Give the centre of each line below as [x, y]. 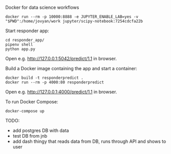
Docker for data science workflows [42, 7]
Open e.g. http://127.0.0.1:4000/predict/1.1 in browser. [61, 92]
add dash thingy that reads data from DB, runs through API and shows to [89, 141]
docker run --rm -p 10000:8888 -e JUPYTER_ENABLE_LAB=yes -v [72, 17]
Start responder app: [27, 31]
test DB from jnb [30, 136]
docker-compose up [25, 111]
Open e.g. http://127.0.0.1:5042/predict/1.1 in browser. [61, 59]
